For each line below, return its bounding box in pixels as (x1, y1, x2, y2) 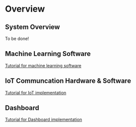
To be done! (5, 36, 29, 41)
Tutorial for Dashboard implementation (5, 117, 83, 123)
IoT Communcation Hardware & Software (5, 77, 131, 85)
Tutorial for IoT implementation (5, 90, 67, 95)
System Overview (5, 23, 60, 31)
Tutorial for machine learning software (5, 62, 82, 69)
